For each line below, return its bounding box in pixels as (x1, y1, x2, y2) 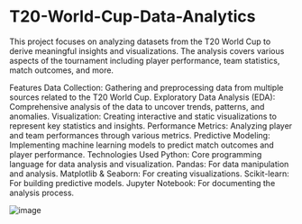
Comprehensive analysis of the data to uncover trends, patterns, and (9, 101, 265, 112)
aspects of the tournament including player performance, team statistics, (9, 55, 280, 66)
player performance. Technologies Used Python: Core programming (9, 148, 262, 159)
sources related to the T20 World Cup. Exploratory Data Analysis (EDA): (9, 92, 276, 103)
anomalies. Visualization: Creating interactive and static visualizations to (9, 111, 278, 121)
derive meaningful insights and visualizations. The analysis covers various (9, 45, 285, 56)
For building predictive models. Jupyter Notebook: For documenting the (9, 177, 276, 188)
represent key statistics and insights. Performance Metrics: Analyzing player (9, 120, 293, 131)
